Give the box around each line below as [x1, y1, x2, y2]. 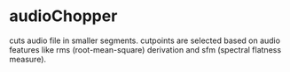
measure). [9, 54, 47, 64]
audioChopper [9, 6, 118, 26]
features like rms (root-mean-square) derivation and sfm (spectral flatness [9, 44, 282, 54]
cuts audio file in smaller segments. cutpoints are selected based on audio [9, 35, 281, 46]
